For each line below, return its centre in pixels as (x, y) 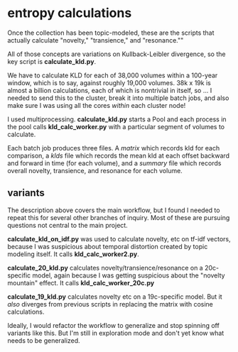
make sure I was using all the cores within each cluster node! (97, 105)
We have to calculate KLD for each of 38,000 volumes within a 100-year (113, 75)
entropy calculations (70, 13)
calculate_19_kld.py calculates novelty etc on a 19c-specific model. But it (115, 297)
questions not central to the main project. (67, 225)
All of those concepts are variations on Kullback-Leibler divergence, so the (117, 54)
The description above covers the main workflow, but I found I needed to (114, 210)
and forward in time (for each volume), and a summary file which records (114, 163)
